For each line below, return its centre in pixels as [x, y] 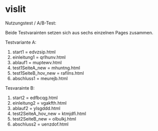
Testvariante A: [21, 42]
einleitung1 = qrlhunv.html [39, 57]
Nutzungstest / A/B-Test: [31, 23]
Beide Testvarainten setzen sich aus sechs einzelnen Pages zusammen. [79, 32]
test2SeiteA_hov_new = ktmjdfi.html [49, 114]
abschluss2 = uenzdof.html [40, 124]
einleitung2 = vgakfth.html [39, 103]
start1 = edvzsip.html [34, 52]
